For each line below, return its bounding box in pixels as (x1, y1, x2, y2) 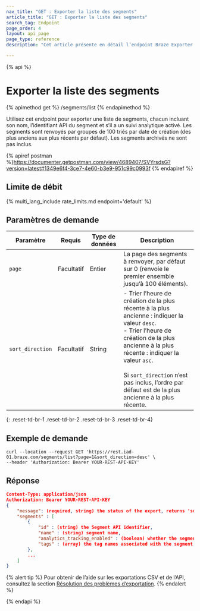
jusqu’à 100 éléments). (123, 280, 188, 288)
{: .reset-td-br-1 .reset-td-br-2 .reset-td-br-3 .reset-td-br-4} (6, 416, 153, 423)
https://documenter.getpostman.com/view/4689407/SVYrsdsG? (13, 158, 171, 165)
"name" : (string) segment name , (37, 530, 121, 536)
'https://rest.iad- (86, 449, 135, 455)
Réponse (6, 475, 40, 486)
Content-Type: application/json (6, 492, 86, 497)
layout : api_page (6, 31, 49, 37)
